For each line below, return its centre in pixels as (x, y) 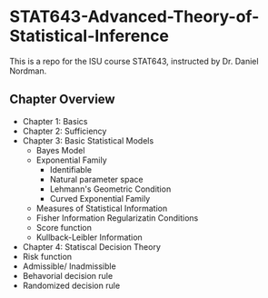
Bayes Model (60, 150)
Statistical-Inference (89, 36)
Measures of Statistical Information (102, 208)
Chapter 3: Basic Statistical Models (88, 140)
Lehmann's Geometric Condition (110, 189)
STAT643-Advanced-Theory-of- (134, 17)
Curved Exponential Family (100, 198)
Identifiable (71, 169)
